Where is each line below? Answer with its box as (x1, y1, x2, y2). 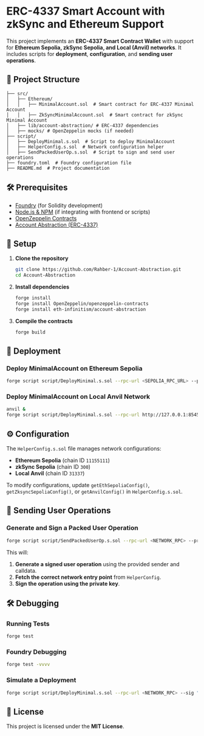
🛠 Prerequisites (6, 183, 68, 193)
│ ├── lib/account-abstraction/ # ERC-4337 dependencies (6, 122, 159, 128)
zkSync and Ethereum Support (6, 17, 164, 31)
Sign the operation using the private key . (15, 580, 120, 587)
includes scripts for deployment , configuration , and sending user (6, 50, 173, 57)
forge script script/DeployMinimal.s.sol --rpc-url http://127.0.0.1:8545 (6, 412, 200, 418)
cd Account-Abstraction (15, 272, 76, 278)
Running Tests (6, 619, 50, 628)
